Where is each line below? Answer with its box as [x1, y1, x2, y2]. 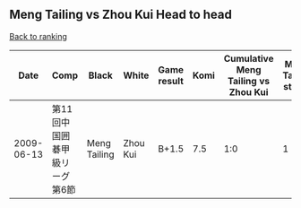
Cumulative [223, 52, 274, 65]
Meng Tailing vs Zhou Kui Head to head [9, 7, 233, 22]
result [158, 74, 184, 87]
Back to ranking [9, 30, 67, 41]
